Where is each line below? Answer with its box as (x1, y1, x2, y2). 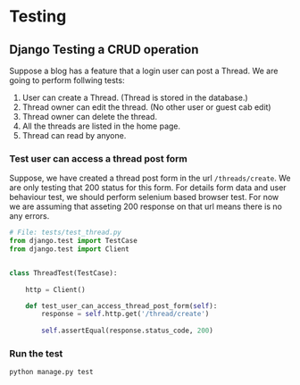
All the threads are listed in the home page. (21, 121, 181, 131)
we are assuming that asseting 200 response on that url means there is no (9, 201, 283, 212)
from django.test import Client (9, 245, 129, 254)
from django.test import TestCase (9, 237, 138, 246)
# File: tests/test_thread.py (9, 228, 122, 238)
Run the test (9, 347, 63, 359)
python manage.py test (9, 368, 94, 377)
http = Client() (25, 285, 87, 294)
